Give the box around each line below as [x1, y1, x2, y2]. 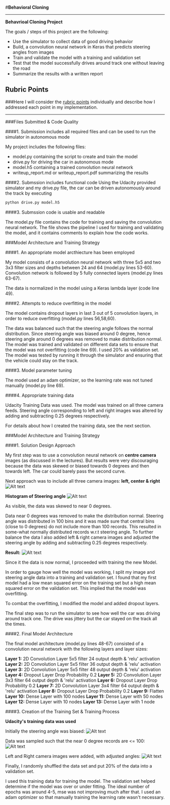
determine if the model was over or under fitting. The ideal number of [5, 783, 150, 789]
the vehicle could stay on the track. [5, 357, 78, 363]
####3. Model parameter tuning [5, 367, 72, 373]
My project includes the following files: [5, 144, 86, 150]
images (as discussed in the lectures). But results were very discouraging [5, 457, 158, 463]
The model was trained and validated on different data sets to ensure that [5, 341, 158, 347]
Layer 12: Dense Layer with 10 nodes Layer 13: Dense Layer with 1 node [5, 698, 155, 705]
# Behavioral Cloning [5, 5, 49, 10]
